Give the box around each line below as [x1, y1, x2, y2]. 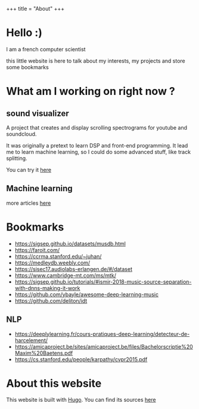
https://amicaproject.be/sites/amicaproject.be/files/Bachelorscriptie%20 [14, 343, 194, 350]
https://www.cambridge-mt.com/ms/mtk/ [14, 272, 116, 279]
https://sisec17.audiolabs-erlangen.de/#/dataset [14, 265, 133, 272]
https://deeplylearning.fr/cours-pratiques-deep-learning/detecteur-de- [14, 330, 190, 337]
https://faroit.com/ [14, 246, 60, 253]
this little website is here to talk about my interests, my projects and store [6, 57, 186, 64]
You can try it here [6, 166, 52, 173]
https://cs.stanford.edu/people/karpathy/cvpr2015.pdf [14, 355, 148, 363]
